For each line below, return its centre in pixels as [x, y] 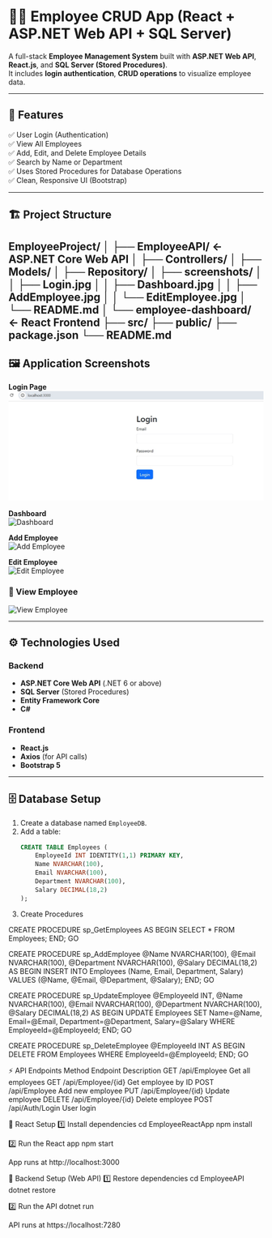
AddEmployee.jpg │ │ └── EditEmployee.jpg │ [127, 297]
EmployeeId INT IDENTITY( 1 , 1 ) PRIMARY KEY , [110, 856]
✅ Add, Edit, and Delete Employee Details [78, 152]
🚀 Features [36, 115]
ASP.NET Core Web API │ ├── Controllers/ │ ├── [135, 259]
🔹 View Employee [43, 592]
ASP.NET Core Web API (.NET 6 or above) [91, 683]
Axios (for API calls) [53, 756]
